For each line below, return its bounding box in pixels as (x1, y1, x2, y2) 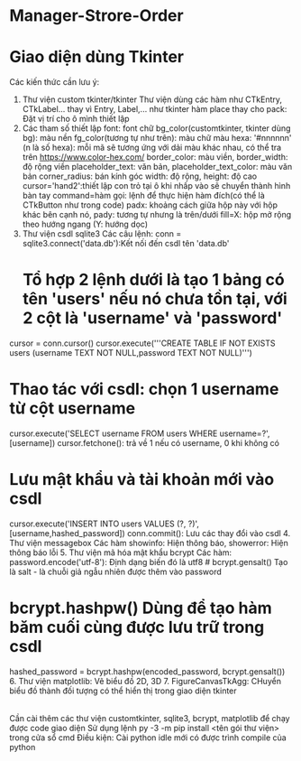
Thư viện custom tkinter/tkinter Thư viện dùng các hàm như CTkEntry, (22, 94, 282, 105)
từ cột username (9, 398, 136, 419)
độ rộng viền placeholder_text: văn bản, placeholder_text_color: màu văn (22, 162, 293, 172)
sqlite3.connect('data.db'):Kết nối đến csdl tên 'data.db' (22, 238, 230, 249)
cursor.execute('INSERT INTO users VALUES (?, (9, 518, 187, 529)
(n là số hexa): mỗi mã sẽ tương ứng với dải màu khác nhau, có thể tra (22, 142, 282, 153)
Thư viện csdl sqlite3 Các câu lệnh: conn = (22, 228, 182, 239)
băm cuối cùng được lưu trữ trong (9, 617, 265, 637)
